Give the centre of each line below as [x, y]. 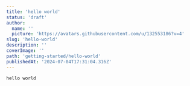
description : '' [27, 45]
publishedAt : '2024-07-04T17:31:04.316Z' [59, 62]
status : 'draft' [27, 17]
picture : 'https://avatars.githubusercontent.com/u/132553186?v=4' [98, 34]
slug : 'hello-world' [32, 39]
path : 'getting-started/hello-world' [54, 56]
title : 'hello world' [33, 12]
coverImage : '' [25, 51]
